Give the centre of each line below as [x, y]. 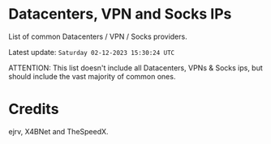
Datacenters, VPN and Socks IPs [120, 14]
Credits [34, 109]
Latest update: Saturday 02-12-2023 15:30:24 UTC [92, 52]
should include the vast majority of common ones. [92, 76]
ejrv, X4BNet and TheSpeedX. [58, 131]
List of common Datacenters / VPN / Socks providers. [98, 36]
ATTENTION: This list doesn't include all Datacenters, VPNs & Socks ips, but [136, 68]
